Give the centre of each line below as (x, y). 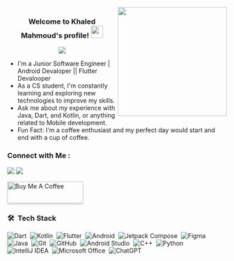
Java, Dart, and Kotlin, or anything (66, 116)
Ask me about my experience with (66, 108)
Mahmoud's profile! (55, 35)
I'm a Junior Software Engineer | (63, 64)
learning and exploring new (56, 93)
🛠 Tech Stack (32, 218)
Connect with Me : (39, 156)
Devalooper (34, 79)
